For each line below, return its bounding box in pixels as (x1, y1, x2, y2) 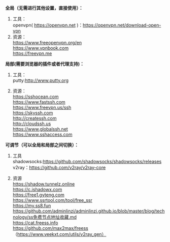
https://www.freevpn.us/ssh (12, 104, 72, 110)
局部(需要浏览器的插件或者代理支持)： (5, 61, 85, 67)
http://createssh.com (12, 115, 57, 121)
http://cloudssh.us (12, 120, 51, 127)
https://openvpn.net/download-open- (83, 22, 161, 28)
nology (12, 214, 27, 220)
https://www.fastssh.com (12, 99, 66, 105)
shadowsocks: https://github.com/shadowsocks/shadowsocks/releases (12, 159, 162, 164)
